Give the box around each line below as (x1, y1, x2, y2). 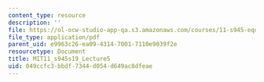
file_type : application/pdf (8, 33, 101, 41)
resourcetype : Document (8, 48, 86, 55)
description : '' (8, 19, 61, 27)
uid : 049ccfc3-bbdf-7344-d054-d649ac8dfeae (8, 62, 153, 70)
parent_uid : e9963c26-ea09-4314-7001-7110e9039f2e (8, 41, 178, 48)
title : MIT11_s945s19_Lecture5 (8, 55, 111, 63)
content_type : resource (8, 11, 86, 20)
